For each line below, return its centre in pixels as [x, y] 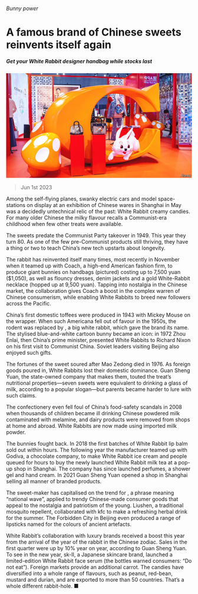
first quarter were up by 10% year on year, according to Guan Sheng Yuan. [97, 548]
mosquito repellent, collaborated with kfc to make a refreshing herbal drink [97, 512]
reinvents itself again [59, 45]
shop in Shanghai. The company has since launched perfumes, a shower [102, 469]
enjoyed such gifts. [29, 353]
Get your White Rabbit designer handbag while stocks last [79, 62]
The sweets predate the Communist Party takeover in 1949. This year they [96, 235]
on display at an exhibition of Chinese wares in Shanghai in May [104, 205]
